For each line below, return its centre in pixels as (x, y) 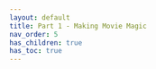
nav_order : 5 (34, 34)
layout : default (40, 17)
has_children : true (46, 43)
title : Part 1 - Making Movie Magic (78, 26)
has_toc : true (36, 51)
